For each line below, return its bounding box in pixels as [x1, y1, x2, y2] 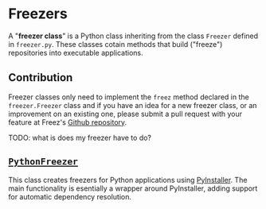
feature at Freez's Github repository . [8, 117, 127, 127]
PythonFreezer [8, 156, 78, 168]
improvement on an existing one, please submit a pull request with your [8, 109, 243, 118]
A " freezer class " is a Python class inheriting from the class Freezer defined [8, 31, 259, 41]
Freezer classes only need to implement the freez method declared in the [8, 92, 249, 102]
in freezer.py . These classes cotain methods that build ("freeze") [8, 39, 223, 48]
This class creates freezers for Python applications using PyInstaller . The [8, 175, 248, 184]
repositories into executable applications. [8, 48, 143, 57]
